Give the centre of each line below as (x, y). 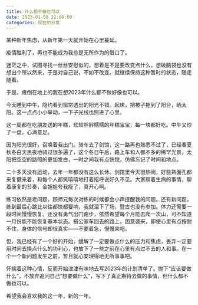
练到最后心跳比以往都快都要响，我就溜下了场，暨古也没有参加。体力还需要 (96, 206)
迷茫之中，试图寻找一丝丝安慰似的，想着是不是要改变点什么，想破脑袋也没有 (99, 65)
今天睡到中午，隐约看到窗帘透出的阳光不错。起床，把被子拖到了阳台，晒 (94, 105)
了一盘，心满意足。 (29, 132)
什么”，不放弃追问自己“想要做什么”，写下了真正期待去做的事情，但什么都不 (97, 276)
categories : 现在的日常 (33, 22)
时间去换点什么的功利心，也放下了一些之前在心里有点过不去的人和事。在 (99, 249)
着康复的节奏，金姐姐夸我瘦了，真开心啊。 (58, 187)
